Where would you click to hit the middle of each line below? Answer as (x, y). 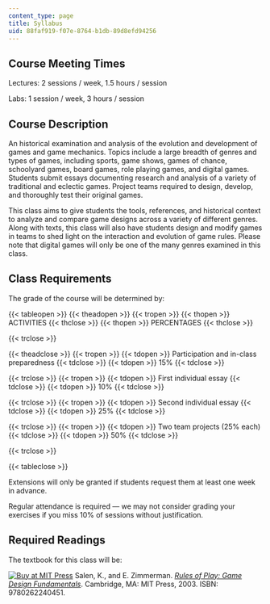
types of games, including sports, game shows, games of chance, (118, 161)
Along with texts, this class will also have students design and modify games (135, 228)
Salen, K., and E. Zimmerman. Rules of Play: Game (158, 575)
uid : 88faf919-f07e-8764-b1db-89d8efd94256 (83, 31)
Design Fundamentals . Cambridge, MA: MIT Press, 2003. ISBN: (114, 584)
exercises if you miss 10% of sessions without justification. (106, 514)
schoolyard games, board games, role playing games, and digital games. (129, 169)
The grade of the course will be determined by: (87, 298)
